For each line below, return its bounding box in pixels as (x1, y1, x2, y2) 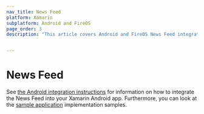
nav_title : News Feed (6, 8, 61, 15)
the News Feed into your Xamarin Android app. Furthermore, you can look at (6, 95, 197, 102)
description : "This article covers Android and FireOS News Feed (6, 32, 175, 38)
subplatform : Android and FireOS (6, 20, 91, 26)
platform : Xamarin (6, 15, 53, 21)
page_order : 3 (6, 25, 42, 32)
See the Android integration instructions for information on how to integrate (6, 89, 194, 96)
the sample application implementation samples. (6, 101, 127, 109)
